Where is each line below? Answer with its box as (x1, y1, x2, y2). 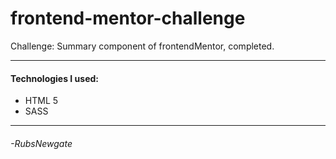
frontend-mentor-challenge (10, 7, 246, 30)
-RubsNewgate (10, 137, 73, 149)
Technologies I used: (10, 72, 100, 84)
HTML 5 (24, 95, 59, 107)
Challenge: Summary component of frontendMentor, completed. (10, 40, 275, 52)
